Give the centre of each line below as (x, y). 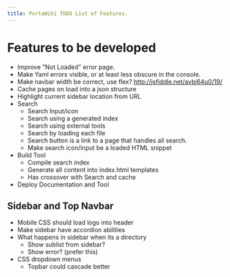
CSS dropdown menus (49, 259)
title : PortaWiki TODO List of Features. (68, 13)
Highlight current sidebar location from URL (79, 96)
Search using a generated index (73, 118)
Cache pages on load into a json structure (77, 89)
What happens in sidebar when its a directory (82, 237)
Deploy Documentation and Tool (63, 184)
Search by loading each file (66, 133)
